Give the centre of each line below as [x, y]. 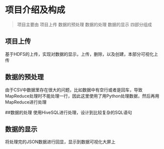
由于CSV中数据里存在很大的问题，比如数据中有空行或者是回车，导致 [74, 90]
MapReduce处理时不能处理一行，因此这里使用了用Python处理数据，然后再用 [82, 96]
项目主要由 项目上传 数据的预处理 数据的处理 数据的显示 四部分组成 [84, 24]
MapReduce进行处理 [26, 102]
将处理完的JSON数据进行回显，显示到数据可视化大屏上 [60, 142]
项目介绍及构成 [35, 10]
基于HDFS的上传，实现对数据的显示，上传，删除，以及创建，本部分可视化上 [82, 54]
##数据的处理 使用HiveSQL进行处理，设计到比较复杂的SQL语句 [69, 112]
